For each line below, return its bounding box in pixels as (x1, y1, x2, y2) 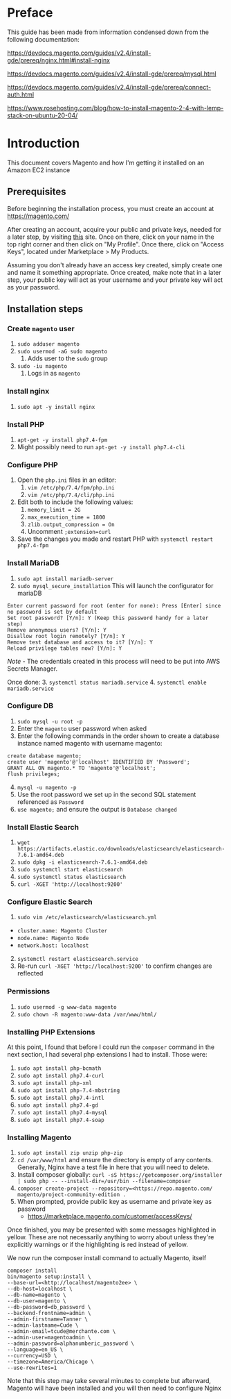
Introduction (7, 135, 80, 151)
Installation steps (7, 303, 84, 315)
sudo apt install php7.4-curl (17, 1073, 105, 1080)
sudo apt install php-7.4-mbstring (17, 1087, 120, 1094)
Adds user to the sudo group (27, 354, 108, 362)
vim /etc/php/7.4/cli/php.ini (27, 492, 115, 499)
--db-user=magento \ (7, 1298, 67, 1305)
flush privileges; (7, 771, 60, 778)
